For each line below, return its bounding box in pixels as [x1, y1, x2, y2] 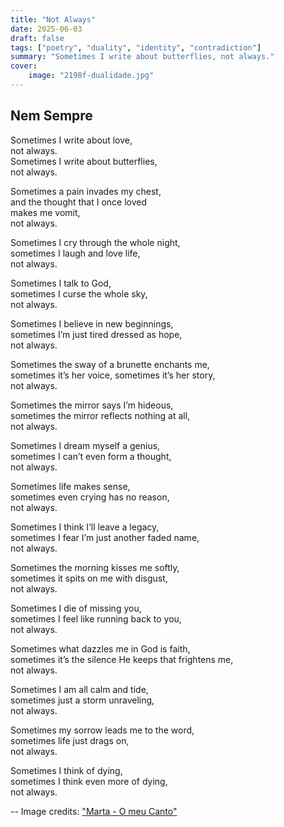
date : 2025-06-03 [10, 24, 83, 34]
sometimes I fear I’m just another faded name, [10, 531, 200, 543]
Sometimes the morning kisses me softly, [10, 561, 180, 573]
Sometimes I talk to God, [10, 277, 112, 289]
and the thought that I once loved [10, 196, 148, 208]
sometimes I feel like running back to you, [10, 612, 182, 625]
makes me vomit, [10, 206, 81, 218]
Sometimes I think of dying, [10, 764, 123, 776]
